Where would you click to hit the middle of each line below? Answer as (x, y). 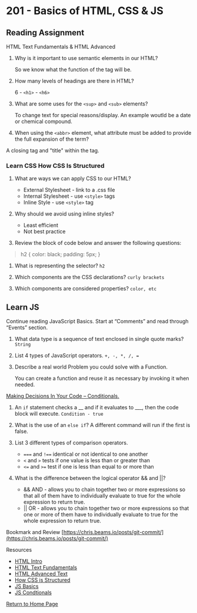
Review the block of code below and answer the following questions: (98, 243)
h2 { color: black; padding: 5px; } (60, 254)
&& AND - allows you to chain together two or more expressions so (104, 489)
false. (21, 432)
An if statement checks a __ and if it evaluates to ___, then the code (96, 407)
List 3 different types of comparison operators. (71, 443)
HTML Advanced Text (41, 574)
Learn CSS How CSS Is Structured (55, 165)
